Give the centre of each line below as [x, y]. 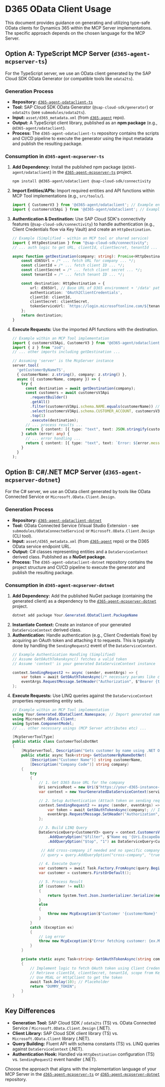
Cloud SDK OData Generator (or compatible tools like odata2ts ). [69, 78]
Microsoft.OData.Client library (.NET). [51, 1038]
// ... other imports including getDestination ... [66, 352]
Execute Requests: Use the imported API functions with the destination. [85, 329]
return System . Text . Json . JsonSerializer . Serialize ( [101, 895]
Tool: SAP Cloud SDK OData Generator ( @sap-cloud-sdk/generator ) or [83, 107]
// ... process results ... [54, 425]
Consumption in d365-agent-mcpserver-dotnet [60, 585]
